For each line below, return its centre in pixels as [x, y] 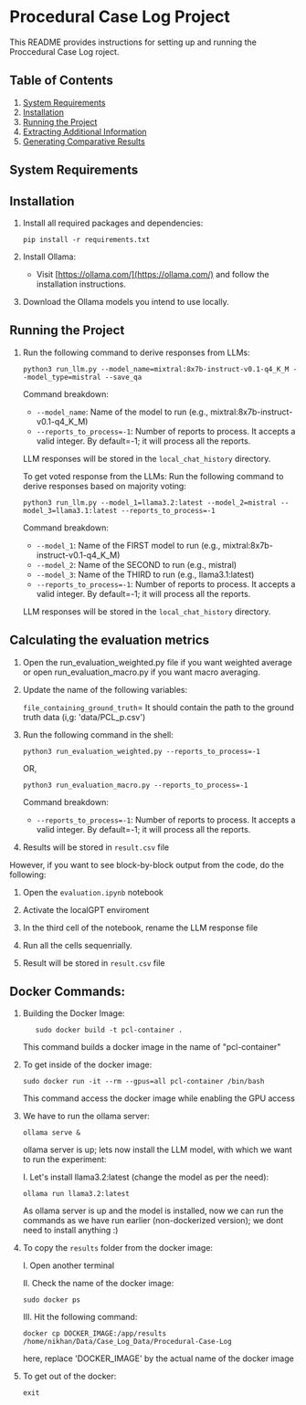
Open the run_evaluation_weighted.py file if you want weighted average [157, 662]
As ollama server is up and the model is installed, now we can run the [153, 1211]
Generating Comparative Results [84, 141]
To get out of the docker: [69, 1377]
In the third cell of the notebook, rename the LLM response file [140, 928]
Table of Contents [62, 81]
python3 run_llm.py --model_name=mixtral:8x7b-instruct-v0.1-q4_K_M [156, 369]
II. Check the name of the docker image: [98, 1284]
